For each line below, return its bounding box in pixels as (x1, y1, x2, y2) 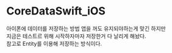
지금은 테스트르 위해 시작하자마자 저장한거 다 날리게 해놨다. (6, 32, 146, 40)
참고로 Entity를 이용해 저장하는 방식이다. (6, 40, 102, 47)
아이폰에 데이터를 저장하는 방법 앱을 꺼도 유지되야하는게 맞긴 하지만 (6, 25, 166, 32)
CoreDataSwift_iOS (6, 4, 106, 18)
